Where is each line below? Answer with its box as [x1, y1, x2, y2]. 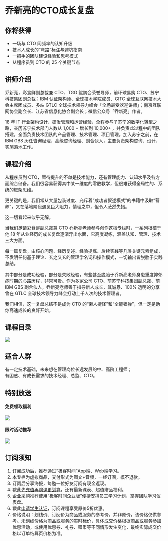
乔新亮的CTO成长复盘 [5, 5, 94, 16]
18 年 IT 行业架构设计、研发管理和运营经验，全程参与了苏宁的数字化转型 [5, 119, 153, 125]
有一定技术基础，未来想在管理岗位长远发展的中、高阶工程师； [5, 366, 132, 372]
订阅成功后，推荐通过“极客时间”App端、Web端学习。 [12, 468, 122, 474]
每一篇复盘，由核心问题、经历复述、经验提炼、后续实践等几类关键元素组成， [5, 248, 163, 254]
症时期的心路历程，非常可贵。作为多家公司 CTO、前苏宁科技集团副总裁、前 [5, 278, 160, 284]
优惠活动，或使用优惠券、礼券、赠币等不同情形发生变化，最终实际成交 [12, 524, 157, 530]
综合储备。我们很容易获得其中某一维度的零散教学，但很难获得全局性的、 [9, 180, 158, 186]
